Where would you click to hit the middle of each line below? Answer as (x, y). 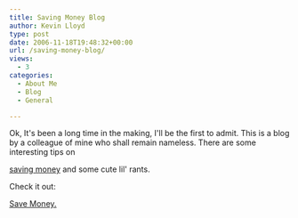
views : (21, 59)
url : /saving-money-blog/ (57, 51)
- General (35, 100)
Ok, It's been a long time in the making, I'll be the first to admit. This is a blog (149, 133)
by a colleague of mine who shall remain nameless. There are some (133, 142)
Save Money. (33, 204)
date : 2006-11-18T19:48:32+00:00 (71, 42)
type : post (29, 34)
